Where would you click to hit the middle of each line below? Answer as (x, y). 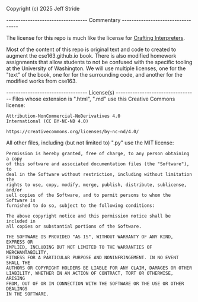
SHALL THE (18, 263)
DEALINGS (17, 289)
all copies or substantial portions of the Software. (74, 227)
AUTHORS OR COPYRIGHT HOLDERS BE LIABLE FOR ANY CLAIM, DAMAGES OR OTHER (99, 268)
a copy (14, 159)
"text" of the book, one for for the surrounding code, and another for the (94, 75)
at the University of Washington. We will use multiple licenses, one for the (96, 68)
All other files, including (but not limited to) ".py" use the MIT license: (90, 143)
